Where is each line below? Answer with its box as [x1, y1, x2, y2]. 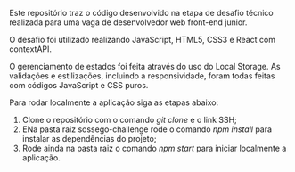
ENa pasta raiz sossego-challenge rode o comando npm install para [21, 124, 273, 135]
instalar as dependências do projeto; [21, 134, 157, 143]
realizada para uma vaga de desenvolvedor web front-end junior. [9, 17, 248, 28]
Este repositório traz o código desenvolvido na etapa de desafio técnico [9, 8, 274, 18]
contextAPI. [9, 44, 52, 54]
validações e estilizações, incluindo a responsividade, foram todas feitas [9, 70, 275, 81]
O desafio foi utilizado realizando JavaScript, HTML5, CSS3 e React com [9, 35, 276, 45]
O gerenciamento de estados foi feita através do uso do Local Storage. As [9, 61, 281, 71]
